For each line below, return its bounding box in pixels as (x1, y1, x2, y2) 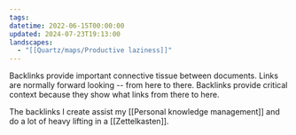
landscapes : (9, 37, 53, 47)
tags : (9, 12, 29, 22)
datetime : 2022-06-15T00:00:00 (9, 21, 125, 30)
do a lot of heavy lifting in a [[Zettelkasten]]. (9, 116, 169, 127)
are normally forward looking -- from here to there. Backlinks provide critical (9, 80, 288, 91)
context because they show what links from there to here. (9, 90, 220, 100)
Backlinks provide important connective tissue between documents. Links (9, 70, 279, 81)
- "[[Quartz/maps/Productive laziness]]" (17, 46, 173, 55)
